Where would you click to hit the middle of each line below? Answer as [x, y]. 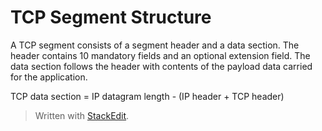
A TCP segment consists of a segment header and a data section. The [155, 45]
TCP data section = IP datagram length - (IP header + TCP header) [147, 96]
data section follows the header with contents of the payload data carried [161, 66]
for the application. [49, 77]
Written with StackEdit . [82, 115]
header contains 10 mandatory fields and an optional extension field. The [160, 55]
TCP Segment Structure [111, 17]
